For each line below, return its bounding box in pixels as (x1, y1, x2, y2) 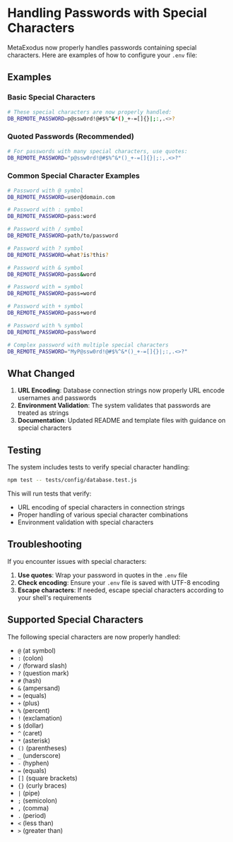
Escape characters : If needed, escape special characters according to (17, 586, 224, 594)
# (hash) (17, 676, 42, 685)
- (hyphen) (17, 759, 49, 767)
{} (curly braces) (17, 781, 67, 790)
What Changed (7, 367, 76, 379)
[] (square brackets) (17, 774, 78, 782)
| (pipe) (17, 788, 40, 797)
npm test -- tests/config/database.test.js (7, 476, 138, 484)
